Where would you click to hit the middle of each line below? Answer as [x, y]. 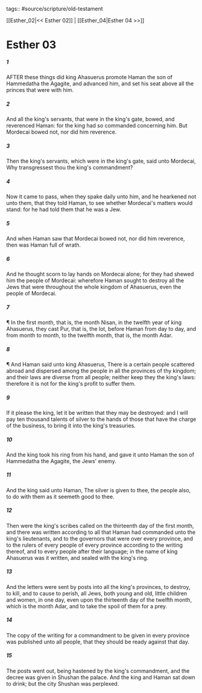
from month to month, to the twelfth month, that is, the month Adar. [90, 335]
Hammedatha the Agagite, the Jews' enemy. [61, 461]
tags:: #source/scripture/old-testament [55, 9]
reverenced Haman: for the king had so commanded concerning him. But [97, 126]
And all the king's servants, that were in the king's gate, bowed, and [90, 119]
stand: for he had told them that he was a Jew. [64, 210]
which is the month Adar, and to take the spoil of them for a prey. [87, 606]
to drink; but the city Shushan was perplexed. [63, 683]
